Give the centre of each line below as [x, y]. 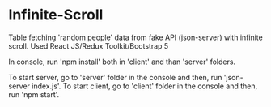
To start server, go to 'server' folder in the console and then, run [115, 77]
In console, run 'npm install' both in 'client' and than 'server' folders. [122, 62]
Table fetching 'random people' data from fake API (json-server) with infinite [135, 37]
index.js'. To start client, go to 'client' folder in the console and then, [145, 86]
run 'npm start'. [34, 94]
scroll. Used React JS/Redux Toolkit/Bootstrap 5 [89, 45]
